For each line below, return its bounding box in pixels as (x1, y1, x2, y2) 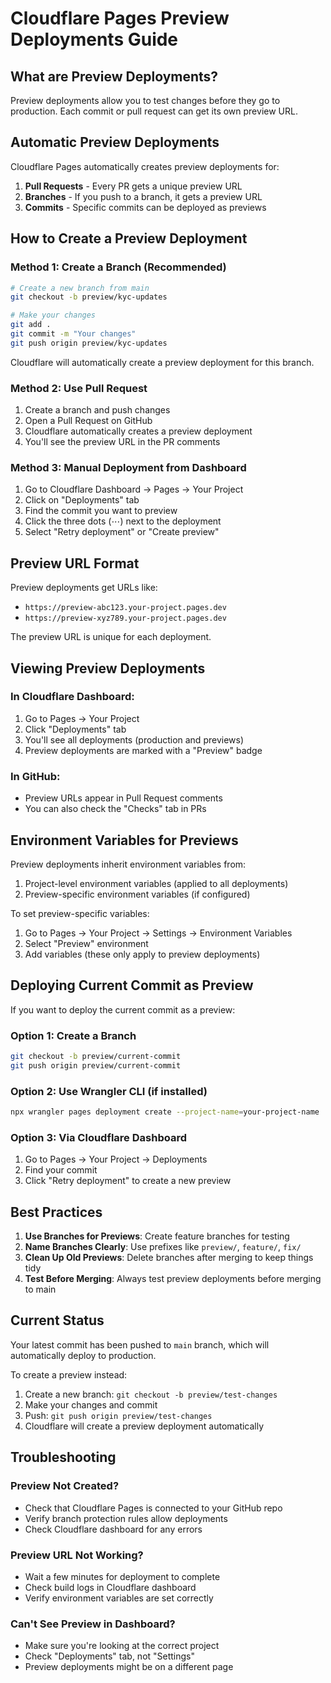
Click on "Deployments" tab (24, 494, 140, 506)
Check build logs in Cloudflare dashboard (24, 1581, 197, 1593)
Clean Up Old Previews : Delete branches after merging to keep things (24, 1252, 314, 1264)
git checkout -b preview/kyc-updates (10, 292, 168, 302)
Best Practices (10, 1203, 103, 1221)
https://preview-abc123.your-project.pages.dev (24, 603, 227, 613)
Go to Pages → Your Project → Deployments (24, 1153, 208, 1166)
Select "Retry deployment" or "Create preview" (24, 526, 220, 538)
